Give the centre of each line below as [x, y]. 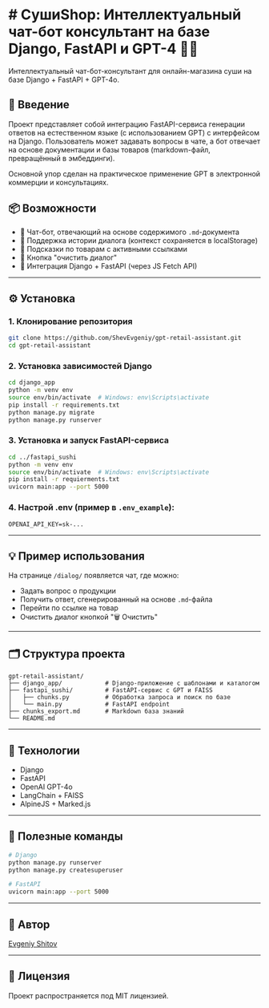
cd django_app [32, 383]
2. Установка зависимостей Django [80, 366]
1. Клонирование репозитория [70, 321]
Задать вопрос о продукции [68, 591]
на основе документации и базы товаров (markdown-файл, [109, 149]
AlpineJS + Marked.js [55, 804]
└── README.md [32, 719]
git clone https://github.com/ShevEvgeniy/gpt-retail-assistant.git [125, 338]
